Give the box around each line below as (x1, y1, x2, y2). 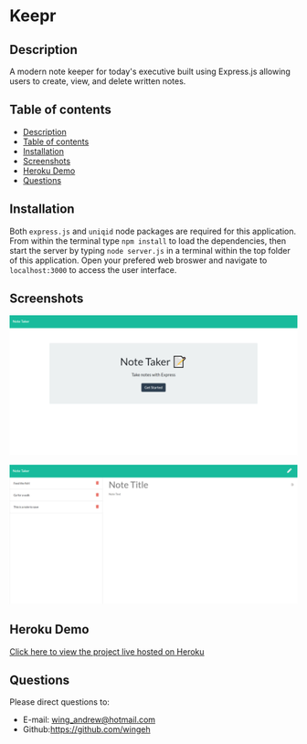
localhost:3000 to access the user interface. (9, 264, 177, 275)
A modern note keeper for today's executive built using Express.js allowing (9, 66, 291, 77)
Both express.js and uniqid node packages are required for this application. (9, 225, 297, 236)
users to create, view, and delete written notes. (9, 76, 186, 87)
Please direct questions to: (9, 697, 110, 707)
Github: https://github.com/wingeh (22, 724, 151, 735)
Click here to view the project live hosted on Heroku (9, 645, 205, 657)
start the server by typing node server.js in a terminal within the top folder (9, 245, 291, 256)
